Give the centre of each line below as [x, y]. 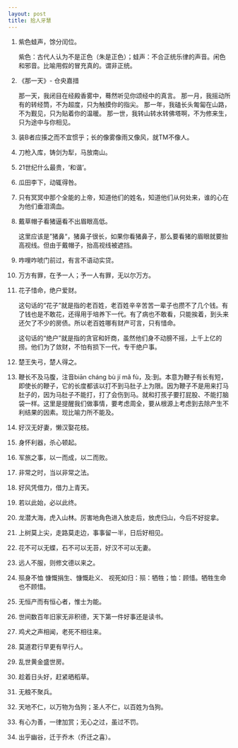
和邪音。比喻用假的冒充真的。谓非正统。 [77, 65]
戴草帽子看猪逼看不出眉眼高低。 [65, 221]
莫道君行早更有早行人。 [52, 646]
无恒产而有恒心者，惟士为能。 [61, 602]
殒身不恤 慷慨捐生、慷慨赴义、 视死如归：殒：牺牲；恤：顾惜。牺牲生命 [122, 577]
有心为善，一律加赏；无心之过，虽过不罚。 [80, 722]
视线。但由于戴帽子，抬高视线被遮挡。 [80, 245]
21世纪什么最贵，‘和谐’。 [54, 167]
